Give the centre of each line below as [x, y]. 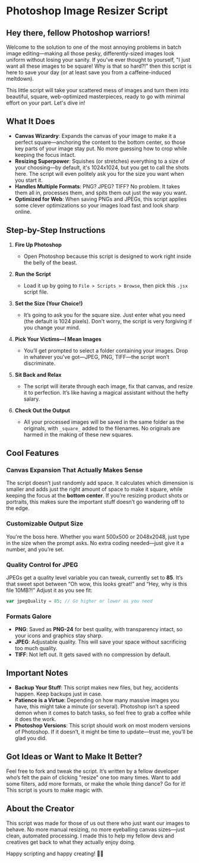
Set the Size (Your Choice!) [49, 303]
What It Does [31, 122]
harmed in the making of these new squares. [78, 434]
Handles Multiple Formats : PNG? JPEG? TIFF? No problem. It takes [97, 186]
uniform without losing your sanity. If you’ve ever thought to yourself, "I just [98, 60]
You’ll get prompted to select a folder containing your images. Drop [106, 350]
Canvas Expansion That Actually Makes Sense [75, 470]
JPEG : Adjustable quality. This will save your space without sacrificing [101, 642]
